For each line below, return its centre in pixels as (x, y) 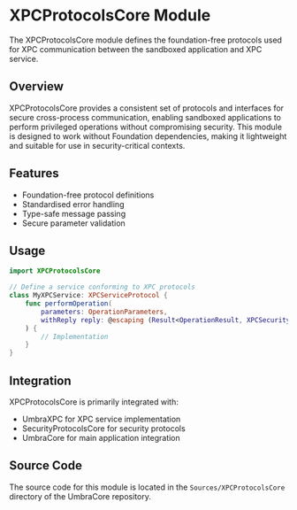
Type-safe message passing (74, 213)
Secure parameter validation (73, 223)
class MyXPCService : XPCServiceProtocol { (88, 296)
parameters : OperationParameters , (104, 312)
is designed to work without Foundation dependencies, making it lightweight (148, 136)
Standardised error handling (73, 204)
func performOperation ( (69, 304)
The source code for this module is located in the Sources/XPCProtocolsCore (147, 487)
